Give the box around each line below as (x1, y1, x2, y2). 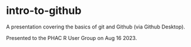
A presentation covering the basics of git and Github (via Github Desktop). (6, 23, 185, 30)
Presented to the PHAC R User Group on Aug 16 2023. (6, 34, 137, 41)
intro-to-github (6, 4, 82, 17)
